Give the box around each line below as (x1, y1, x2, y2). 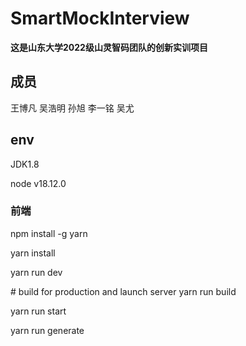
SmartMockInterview (10, 7, 190, 30)
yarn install (10, 247, 56, 259)
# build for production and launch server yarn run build (10, 285, 237, 297)
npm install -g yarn (10, 227, 88, 239)
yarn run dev (10, 266, 63, 278)
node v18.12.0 (10, 177, 67, 189)
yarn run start (10, 305, 67, 317)
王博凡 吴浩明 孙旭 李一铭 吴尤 (10, 102, 135, 114)
